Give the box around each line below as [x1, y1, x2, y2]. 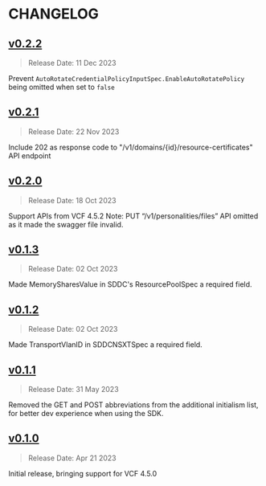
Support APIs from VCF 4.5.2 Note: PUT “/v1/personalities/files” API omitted [8, 210, 259, 221]
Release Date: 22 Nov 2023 [27, 126, 120, 137]
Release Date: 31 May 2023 [27, 385, 119, 394]
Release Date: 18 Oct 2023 [27, 195, 117, 205]
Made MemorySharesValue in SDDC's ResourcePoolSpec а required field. [8, 280, 252, 289]
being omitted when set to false [8, 82, 115, 92]
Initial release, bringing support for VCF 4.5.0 [8, 468, 158, 478]
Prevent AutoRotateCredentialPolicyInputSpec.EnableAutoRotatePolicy [8, 74, 245, 83]
